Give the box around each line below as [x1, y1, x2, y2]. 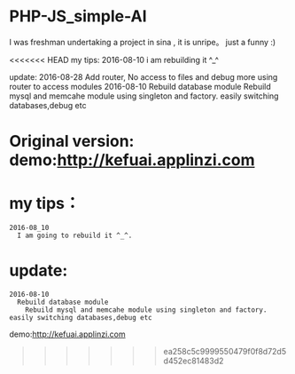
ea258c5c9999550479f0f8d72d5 [163, 346, 286, 356]
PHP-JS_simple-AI [9, 6, 148, 27]
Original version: [9, 131, 135, 152]
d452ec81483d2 [163, 355, 224, 366]
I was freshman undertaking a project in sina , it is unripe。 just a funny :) [9, 36, 276, 47]
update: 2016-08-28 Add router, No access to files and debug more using [9, 71, 278, 82]
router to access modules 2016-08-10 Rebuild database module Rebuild [9, 81, 272, 92]
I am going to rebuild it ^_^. [17, 231, 133, 241]
